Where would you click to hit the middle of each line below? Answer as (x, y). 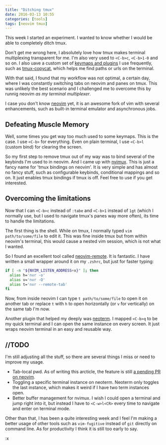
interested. (16, 183)
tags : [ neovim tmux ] (27, 24)
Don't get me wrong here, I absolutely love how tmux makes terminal (75, 53)
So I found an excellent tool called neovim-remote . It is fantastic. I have (78, 256)
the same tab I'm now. (28, 309)
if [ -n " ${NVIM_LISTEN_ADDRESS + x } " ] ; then (52, 270)
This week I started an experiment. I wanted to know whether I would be (79, 38)
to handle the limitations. (30, 221)
